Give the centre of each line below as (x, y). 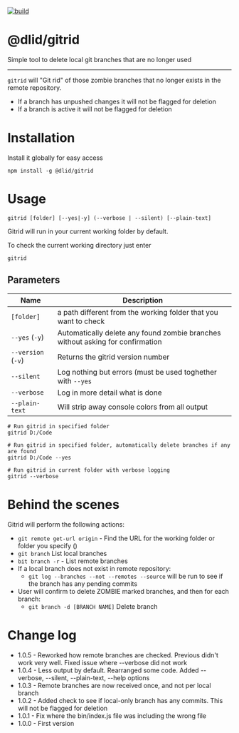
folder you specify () (48, 545)
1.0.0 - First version (46, 723)
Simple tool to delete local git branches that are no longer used (100, 59)
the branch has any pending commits (83, 583)
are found (22, 451)
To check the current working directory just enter (79, 245)
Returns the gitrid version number (113, 357)
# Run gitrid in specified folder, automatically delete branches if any (119, 445)
